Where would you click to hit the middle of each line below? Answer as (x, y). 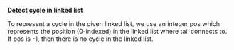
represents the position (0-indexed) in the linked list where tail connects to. (117, 31)
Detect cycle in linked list (45, 10)
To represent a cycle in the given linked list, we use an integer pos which (114, 24)
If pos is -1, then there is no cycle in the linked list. (80, 39)
